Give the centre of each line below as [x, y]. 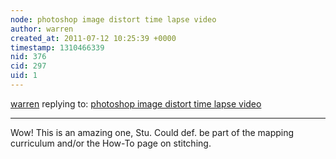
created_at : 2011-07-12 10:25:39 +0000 [93, 38]
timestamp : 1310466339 [57, 47]
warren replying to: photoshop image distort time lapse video [136, 103]
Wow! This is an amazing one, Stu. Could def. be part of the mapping [152, 132]
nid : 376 [28, 57]
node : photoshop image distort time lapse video [113, 19]
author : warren [42, 29]
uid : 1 [24, 76]
